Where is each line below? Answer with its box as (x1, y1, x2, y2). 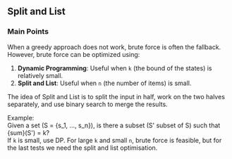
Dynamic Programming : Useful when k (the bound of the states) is (17, 63, 212, 72)
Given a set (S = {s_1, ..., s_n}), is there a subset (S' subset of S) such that (7, 121, 221, 129)
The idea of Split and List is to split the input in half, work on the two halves (7, 92, 226, 101)
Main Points (7, 27, 49, 37)
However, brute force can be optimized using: (7, 50, 140, 58)
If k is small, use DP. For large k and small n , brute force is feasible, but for (7, 136, 222, 144)
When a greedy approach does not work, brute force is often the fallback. (7, 42, 221, 51)
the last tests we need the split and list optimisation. (7, 144, 158, 152)
